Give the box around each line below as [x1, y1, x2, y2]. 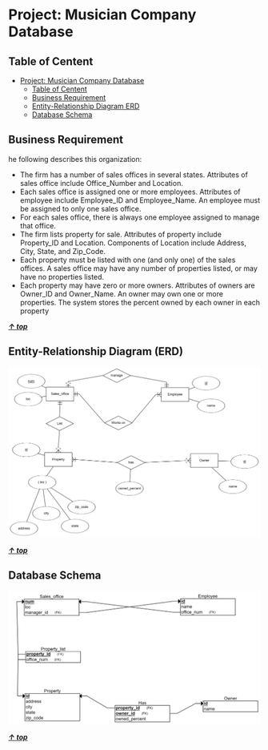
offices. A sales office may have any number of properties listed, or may [19, 263, 258, 273]
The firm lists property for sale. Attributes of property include [19, 229, 222, 239]
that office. [19, 220, 56, 230]
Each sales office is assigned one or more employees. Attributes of [19, 187, 242, 196]
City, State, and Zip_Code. [19, 246, 106, 256]
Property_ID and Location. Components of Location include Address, [19, 238, 246, 248]
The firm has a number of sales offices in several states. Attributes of [19, 170, 248, 179]
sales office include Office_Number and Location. [19, 178, 184, 187]
